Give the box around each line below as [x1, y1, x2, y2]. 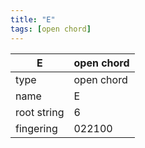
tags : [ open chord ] [10, 24, 92, 34]
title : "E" [10, 14, 56, 25]
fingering [15, 121, 58, 135]
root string [15, 105, 65, 119]
